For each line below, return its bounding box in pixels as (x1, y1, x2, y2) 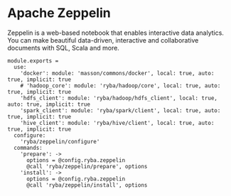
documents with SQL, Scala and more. (7, 43, 119, 52)
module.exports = (7, 57, 59, 65)
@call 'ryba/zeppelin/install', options (26, 181, 148, 189)
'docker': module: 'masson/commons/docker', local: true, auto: (20, 70, 215, 77)
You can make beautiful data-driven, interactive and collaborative (7, 36, 199, 44)
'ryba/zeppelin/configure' (20, 138, 100, 145)
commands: (14, 144, 43, 151)
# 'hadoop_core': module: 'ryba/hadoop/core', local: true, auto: (20, 82, 221, 89)
